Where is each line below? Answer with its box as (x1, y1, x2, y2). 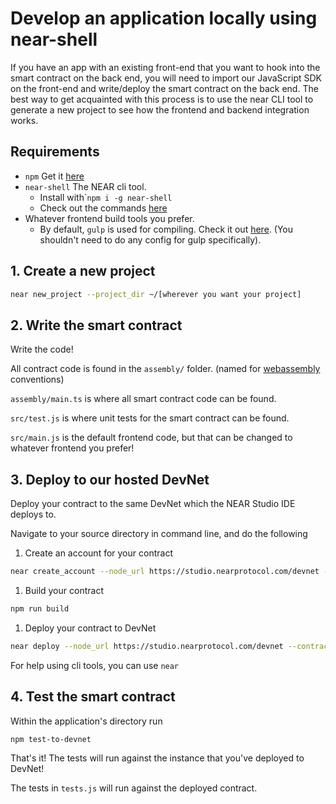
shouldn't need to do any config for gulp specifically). (39, 233, 262, 246)
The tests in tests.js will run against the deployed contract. (10, 782, 258, 794)
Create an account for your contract (24, 547, 173, 559)
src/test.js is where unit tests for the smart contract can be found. (10, 412, 290, 424)
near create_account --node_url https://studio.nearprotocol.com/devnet (10, 567, 320, 577)
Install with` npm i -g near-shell (39, 191, 173, 203)
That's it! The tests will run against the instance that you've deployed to (10, 752, 305, 764)
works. (10, 114, 39, 126)
